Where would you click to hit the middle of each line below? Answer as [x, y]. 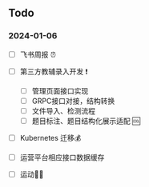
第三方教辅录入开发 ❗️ [54, 71]
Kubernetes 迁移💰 [50, 138]
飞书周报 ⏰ [38, 54]
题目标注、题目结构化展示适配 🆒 [86, 121]
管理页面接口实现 [60, 90]
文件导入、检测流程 [64, 110]
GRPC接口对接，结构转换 [73, 101]
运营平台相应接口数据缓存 [62, 157]
